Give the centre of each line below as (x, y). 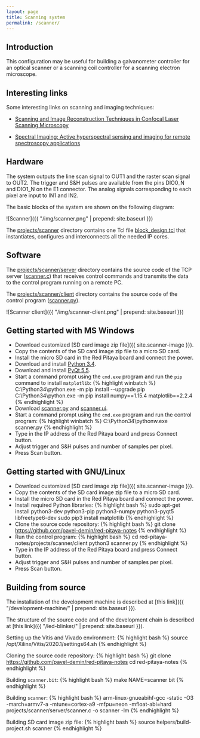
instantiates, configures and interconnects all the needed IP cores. (88, 236)
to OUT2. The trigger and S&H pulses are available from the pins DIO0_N (96, 182)
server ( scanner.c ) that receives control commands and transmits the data (97, 276)
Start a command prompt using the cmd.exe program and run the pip (99, 376)
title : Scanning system (36, 17)
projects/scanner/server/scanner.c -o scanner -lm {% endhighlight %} (93, 711)
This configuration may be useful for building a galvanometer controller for (98, 62)
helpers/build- (174, 722)
